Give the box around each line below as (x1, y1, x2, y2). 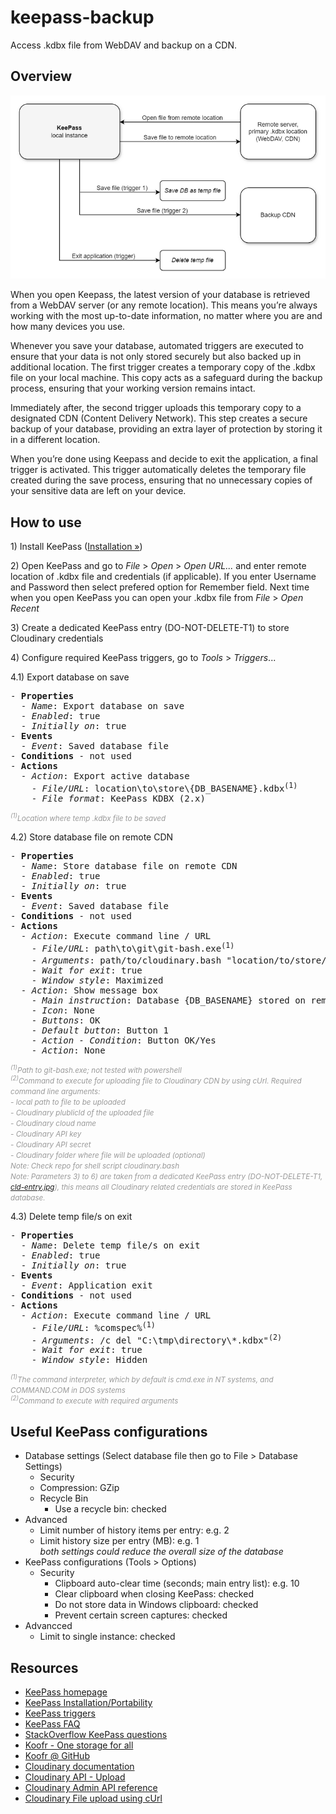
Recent (10, 602, 40, 615)
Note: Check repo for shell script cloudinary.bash (10, 1161, 180, 1171)
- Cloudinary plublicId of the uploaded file (10, 1108, 155, 1118)
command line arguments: (10, 1087, 101, 1097)
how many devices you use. (10, 321, 126, 333)
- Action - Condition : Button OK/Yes (31, 1035, 217, 1046)
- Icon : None (31, 1005, 95, 1016)
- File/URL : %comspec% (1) (31, 1320, 156, 1333)
